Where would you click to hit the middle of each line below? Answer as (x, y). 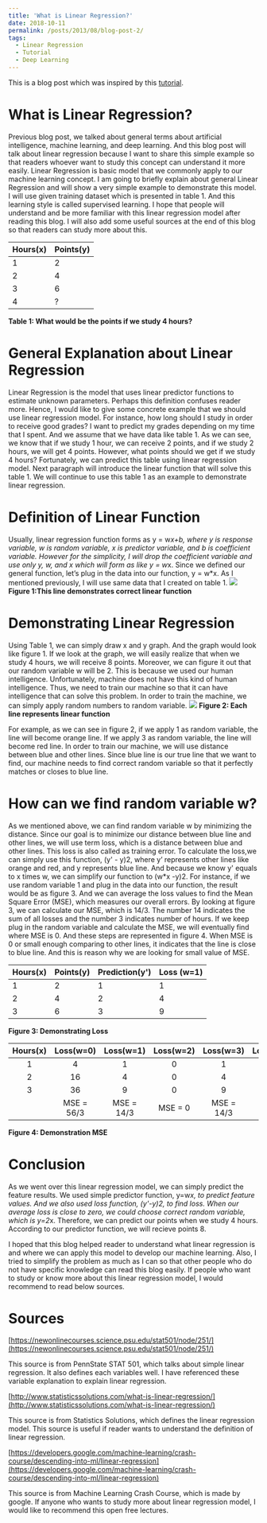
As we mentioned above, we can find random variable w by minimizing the (130, 826)
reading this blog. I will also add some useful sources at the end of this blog (132, 221)
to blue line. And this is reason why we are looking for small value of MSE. (129, 952)
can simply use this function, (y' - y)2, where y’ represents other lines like (129, 859)
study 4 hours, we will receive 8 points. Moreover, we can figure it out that (130, 662)
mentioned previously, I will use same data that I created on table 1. (118, 582)
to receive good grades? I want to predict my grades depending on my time (132, 425)
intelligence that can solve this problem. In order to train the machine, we (128, 696)
